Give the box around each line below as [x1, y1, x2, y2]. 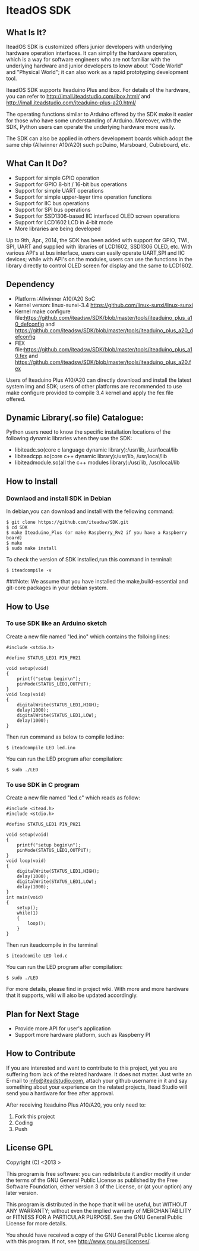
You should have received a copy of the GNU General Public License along [6, 1231, 189, 1238]
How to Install [6, 476, 58, 486]
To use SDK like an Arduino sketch [6, 619, 108, 628]
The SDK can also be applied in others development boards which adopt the [6, 135, 193, 142]
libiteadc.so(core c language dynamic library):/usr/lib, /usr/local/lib [14, 446, 178, 453]
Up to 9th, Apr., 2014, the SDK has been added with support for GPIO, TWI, [6, 236, 189, 243]
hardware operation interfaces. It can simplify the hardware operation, [6, 50, 178, 57]
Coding [14, 1119, 33, 1126]
